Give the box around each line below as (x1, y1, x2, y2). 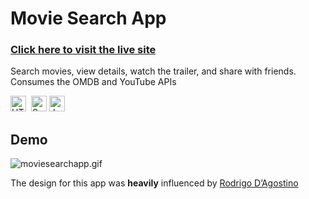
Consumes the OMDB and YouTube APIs (10, 76, 177, 88)
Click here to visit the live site (10, 43, 157, 57)
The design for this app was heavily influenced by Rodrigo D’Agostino (10, 177, 299, 189)
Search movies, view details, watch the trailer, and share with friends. (10, 65, 297, 77)
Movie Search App (10, 7, 167, 30)
